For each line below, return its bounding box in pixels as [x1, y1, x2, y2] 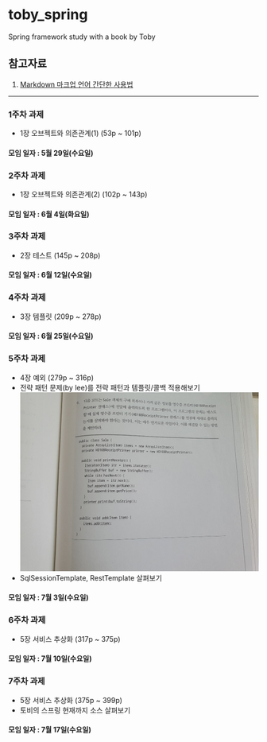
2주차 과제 [8, 169, 46, 181]
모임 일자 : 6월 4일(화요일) [8, 209, 90, 219]
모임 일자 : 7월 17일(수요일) [8, 725, 91, 735]
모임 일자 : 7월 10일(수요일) [8, 654, 93, 663]
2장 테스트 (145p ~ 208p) [19, 251, 101, 260]
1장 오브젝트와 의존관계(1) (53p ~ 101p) [19, 129, 141, 138]
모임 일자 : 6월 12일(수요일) [8, 270, 93, 280]
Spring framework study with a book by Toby [8, 32, 157, 41]
